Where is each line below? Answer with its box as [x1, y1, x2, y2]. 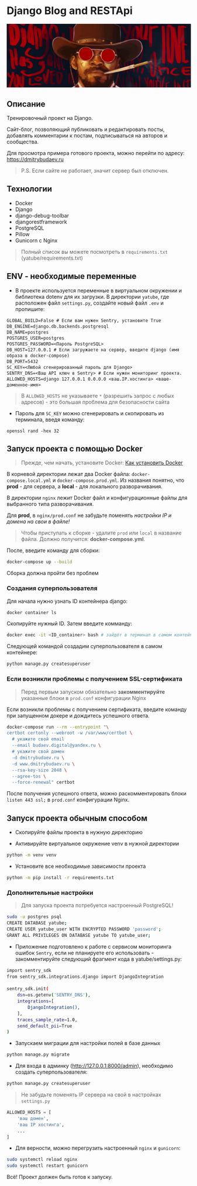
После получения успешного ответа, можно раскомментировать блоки [6, 790, 186, 797]
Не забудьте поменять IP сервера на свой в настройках [20, 1091, 161, 1098]
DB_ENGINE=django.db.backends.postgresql [6, 323, 109, 329]
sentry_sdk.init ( [6, 986, 49, 992]
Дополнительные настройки [6, 888, 94, 897]
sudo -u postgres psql [6, 914, 62, 920]
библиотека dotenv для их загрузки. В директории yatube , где [15, 293, 170, 300]
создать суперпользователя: [15, 1068, 88, 1075]
